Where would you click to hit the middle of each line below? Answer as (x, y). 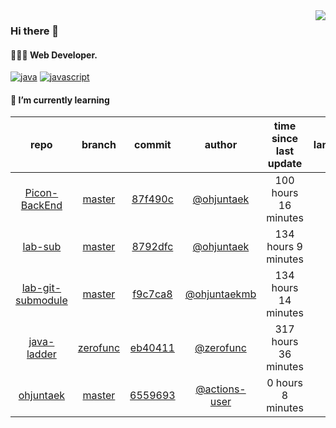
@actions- (221, 389)
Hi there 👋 (35, 31)
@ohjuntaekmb (220, 294)
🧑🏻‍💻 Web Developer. (54, 55)
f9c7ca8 (152, 294)
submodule (41, 301)
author (221, 145)
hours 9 (284, 247)
